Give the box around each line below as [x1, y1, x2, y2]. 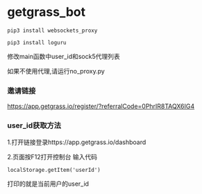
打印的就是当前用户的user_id [7, 179, 89, 188]
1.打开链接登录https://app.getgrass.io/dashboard [7, 138, 146, 146]
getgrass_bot [7, 4, 86, 20]
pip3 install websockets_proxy [7, 27, 98, 34]
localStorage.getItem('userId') [7, 166, 101, 173]
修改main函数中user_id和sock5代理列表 [7, 52, 120, 60]
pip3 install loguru [7, 39, 67, 46]
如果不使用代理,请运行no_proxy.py [7, 67, 106, 75]
